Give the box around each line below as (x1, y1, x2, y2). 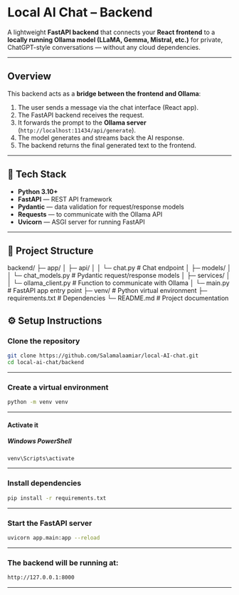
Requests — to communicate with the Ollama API (17, 209, 163, 218)
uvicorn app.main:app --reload (7, 534, 100, 542)
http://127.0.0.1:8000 (7, 574, 75, 581)
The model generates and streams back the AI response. (17, 133, 185, 142)
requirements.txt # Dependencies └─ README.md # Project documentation (7, 294, 229, 303)
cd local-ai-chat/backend (7, 358, 84, 366)
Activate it (7, 420, 39, 429)
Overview (7, 71, 52, 83)
